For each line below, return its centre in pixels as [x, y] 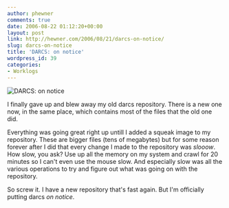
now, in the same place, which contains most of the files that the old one [110, 112]
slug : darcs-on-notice [40, 45]
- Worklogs [23, 71]
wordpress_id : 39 [32, 59]
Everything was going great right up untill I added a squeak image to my [109, 132]
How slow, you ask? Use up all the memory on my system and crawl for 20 [113, 154]
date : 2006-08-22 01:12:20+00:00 [55, 26]
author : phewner [30, 13]
